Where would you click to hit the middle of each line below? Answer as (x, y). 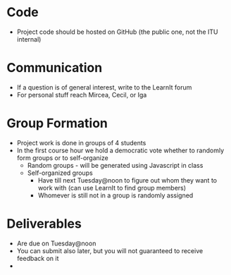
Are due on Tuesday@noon (56, 243)
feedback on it (38, 258)
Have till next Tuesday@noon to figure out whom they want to (127, 180)
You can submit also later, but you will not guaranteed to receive (110, 250)
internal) (29, 39)
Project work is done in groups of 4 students (81, 142)
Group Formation (57, 123)
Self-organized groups (60, 173)
